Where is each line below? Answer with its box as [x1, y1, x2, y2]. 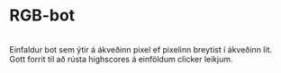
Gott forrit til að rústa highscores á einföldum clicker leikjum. [9, 53, 233, 64]
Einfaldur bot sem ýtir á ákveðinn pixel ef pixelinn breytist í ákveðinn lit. [9, 44, 273, 54]
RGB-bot [9, 5, 76, 26]
